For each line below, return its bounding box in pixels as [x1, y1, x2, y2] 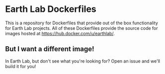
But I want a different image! [5, 45, 94, 53]
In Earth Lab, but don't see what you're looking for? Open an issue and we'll [5, 58, 161, 64]
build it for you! [5, 63, 36, 69]
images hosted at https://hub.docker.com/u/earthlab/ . [5, 30, 115, 36]
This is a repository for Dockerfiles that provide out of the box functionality [5, 20, 158, 26]
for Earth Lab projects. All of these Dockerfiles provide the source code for [5, 25, 158, 31]
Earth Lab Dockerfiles [5, 3, 96, 15]
